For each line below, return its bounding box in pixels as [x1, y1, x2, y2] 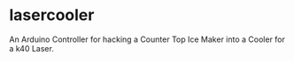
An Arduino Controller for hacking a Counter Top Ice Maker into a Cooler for [9, 34, 286, 44]
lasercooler [9, 5, 95, 25]
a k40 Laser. [9, 43, 55, 53]
